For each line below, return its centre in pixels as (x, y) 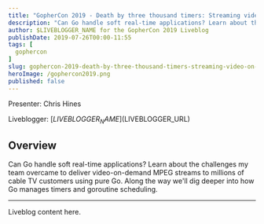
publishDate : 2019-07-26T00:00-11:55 (70, 37)
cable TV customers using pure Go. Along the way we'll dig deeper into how (131, 181)
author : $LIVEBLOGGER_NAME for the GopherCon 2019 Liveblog (109, 30)
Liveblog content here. (44, 212)
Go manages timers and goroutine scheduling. (83, 189)
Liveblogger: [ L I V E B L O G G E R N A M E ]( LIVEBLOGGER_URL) (99, 120)
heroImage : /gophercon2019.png (59, 74)
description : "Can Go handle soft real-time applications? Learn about (128, 23)
